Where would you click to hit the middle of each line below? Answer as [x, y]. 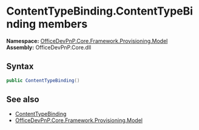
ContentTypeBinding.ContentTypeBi [99, 11]
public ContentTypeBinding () [43, 80]
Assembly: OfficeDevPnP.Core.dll [49, 47]
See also [23, 99]
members [63, 24]
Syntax [20, 67]
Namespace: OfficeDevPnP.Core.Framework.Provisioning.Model [87, 41]
